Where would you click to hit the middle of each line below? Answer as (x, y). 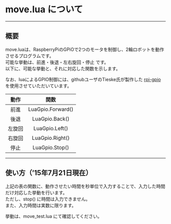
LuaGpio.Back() (51, 118)
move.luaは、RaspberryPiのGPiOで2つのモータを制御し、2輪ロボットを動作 (85, 49)
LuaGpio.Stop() (51, 147)
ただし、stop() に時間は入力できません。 (48, 199)
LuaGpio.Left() (51, 128)
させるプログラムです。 (30, 56)
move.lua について (44, 9)
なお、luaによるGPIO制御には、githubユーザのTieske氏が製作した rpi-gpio (83, 79)
